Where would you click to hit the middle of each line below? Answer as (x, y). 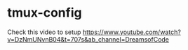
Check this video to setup (44, 32)
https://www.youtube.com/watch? (132, 32)
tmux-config (45, 13)
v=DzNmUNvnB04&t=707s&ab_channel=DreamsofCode (88, 39)
